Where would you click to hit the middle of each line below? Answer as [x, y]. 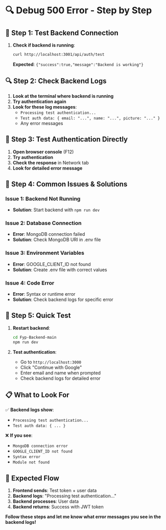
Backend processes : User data [46, 501]
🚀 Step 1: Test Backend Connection [62, 33]
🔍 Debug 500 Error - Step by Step [79, 11]
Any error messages [42, 123]
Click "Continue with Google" [51, 367]
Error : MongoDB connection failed [49, 234]
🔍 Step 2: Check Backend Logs [56, 81]
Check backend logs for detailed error [60, 378]
